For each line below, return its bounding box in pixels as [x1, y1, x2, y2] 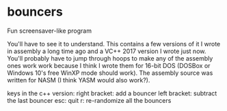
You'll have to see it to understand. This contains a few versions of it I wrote [7, 39, 221, 48]
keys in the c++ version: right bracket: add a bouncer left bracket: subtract [7, 89, 217, 97]
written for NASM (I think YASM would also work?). [7, 76, 150, 84]
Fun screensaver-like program [7, 27, 92, 35]
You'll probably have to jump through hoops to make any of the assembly [7, 54, 213, 62]
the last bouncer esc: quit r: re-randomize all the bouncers [7, 96, 172, 104]
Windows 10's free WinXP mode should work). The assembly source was [7, 69, 213, 77]
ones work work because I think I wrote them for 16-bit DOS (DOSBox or [7, 61, 211, 69]
